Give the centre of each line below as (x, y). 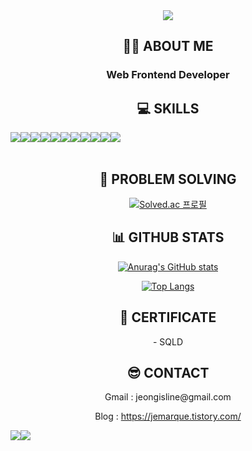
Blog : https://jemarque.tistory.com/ (168, 416)
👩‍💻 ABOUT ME (168, 46)
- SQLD (168, 341)
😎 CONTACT (168, 372)
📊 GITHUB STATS (168, 237)
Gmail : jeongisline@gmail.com (168, 397)
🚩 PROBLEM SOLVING (168, 179)
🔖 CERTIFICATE (168, 317)
